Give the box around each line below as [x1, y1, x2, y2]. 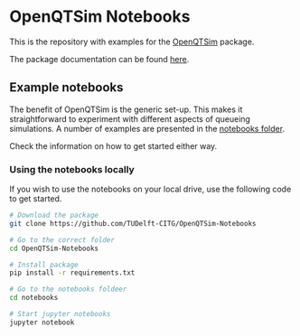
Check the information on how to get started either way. [9, 140, 218, 151]
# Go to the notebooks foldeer [9, 285, 127, 294]
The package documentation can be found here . [9, 53, 190, 64]
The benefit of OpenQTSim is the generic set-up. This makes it [9, 104, 243, 115]
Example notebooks [9, 79, 124, 96]
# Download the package [9, 210, 99, 220]
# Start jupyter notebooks [9, 310, 111, 319]
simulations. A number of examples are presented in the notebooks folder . [9, 123, 286, 134]
